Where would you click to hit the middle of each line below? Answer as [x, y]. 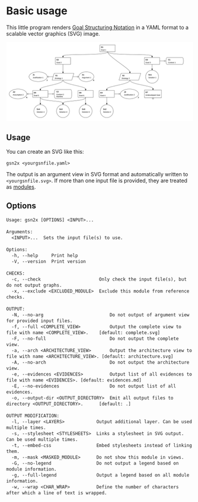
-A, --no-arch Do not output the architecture [100, 363]
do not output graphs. [34, 285]
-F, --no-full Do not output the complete [95, 339]
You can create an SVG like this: [45, 152]
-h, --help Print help [45, 256]
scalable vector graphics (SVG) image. [53, 33]
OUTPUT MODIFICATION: [33, 416]
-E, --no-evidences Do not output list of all [94, 386]
